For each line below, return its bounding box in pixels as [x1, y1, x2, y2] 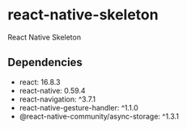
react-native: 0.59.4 [19, 85, 86, 95]
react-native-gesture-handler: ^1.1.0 [19, 102, 138, 112]
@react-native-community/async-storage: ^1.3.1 [19, 111, 180, 121]
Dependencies [7, 56, 83, 69]
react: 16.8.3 [19, 77, 61, 86]
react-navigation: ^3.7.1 [19, 94, 96, 104]
